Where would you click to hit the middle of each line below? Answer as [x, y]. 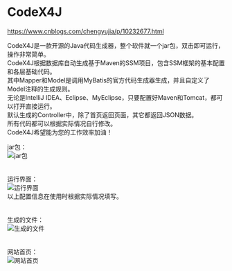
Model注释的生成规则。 [41, 89]
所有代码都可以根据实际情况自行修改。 [62, 123]
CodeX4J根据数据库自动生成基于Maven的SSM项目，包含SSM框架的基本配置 [116, 62]
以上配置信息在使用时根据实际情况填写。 [65, 196]
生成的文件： [25, 220]
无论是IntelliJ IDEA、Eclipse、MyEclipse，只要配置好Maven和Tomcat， [109, 97]
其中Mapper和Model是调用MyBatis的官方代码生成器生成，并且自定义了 [108, 80]
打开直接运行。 [34, 106]
